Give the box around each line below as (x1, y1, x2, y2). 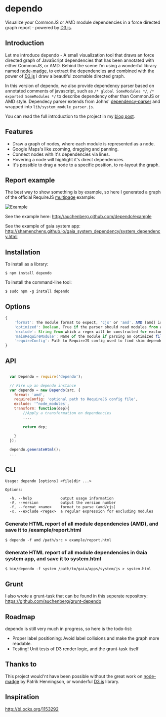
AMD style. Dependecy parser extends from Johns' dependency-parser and (5, 98, 161, 104)
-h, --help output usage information (9, 495, 114, 501)
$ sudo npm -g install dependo (5, 289, 70, 294)
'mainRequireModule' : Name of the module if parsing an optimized (14, 334, 154, 339)
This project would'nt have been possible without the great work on (5, 673, 143, 679)
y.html (5, 233, 18, 240)
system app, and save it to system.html (5, 555, 101, 562)
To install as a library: (5, 261, 48, 267)
